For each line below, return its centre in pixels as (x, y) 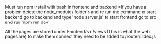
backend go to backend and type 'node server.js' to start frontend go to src (81, 17)
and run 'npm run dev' (27, 22)
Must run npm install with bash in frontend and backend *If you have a (76, 7)
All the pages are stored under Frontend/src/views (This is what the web (77, 31)
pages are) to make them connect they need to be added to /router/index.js (80, 36)
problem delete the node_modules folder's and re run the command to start (80, 12)
